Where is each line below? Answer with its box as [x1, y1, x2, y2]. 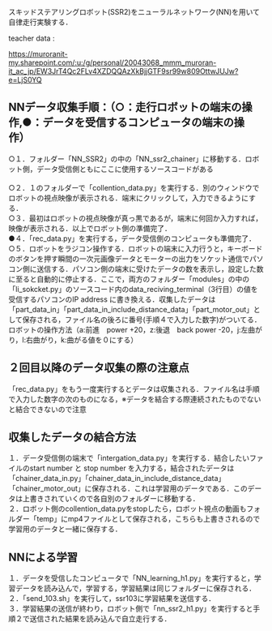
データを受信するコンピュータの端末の [42, 116, 235, 130]
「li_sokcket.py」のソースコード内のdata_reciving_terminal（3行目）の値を [8, 284, 258, 294]
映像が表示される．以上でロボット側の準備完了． [8, 223, 172, 233]
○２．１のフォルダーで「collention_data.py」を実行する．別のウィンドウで [8, 182, 260, 192]
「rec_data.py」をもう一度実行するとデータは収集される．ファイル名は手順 [8, 384, 261, 393]
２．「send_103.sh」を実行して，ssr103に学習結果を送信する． [8, 594, 216, 603]
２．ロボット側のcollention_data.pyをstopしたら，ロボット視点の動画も [8, 504, 247, 513]
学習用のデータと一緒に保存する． [8, 524, 122, 534]
